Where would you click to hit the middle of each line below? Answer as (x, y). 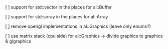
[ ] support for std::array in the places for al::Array (57, 17)
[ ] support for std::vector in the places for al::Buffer (58, 7)
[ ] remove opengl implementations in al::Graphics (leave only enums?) (78, 26)
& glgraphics (18, 41)
